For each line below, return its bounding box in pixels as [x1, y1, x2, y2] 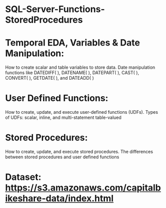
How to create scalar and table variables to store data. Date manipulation [5, 64, 155, 71]
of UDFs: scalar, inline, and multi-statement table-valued [5, 114, 121, 121]
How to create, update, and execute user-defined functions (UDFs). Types [5, 109, 158, 115]
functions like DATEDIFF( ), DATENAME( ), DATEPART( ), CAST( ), [5, 70, 139, 76]
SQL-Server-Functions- [5, 4, 105, 15]
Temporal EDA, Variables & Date [5, 37, 140, 49]
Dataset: [5, 171, 41, 183]
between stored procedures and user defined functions [5, 154, 119, 160]
